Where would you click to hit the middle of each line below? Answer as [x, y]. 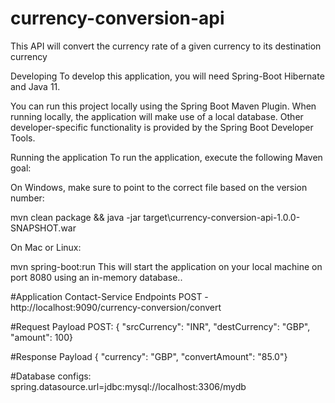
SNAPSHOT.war [43, 228]
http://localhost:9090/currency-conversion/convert [116, 307]
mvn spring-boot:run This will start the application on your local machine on [166, 266]
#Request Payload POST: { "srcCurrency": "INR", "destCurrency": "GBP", [160, 326]
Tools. [23, 138]
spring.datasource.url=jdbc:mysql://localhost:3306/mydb [128, 386]
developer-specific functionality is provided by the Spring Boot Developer [162, 127]
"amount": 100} [41, 337]
